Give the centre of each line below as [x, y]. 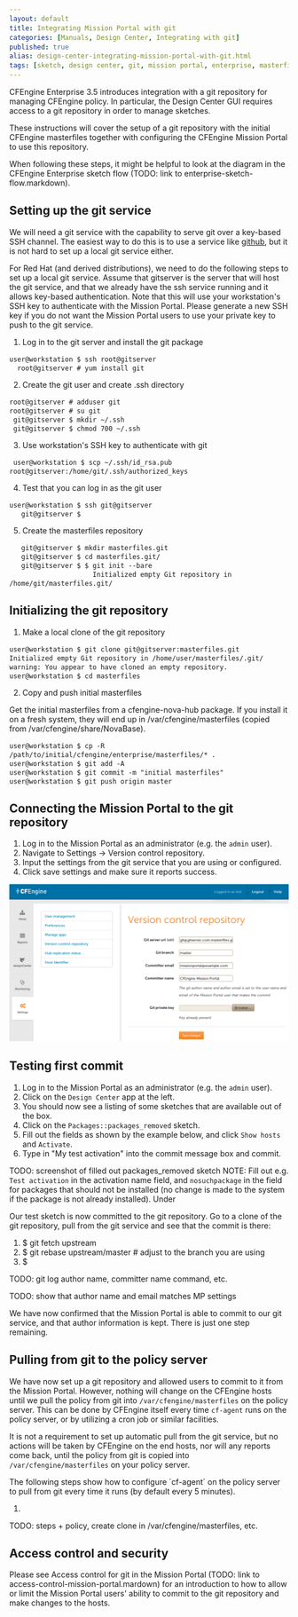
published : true [39, 47]
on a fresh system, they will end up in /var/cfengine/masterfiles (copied [140, 719]
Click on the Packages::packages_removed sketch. [111, 1125]
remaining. [29, 1332]
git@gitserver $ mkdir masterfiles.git [94, 548]
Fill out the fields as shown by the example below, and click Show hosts [151, 1134]
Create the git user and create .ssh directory [103, 384]
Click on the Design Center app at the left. [98, 1097]
